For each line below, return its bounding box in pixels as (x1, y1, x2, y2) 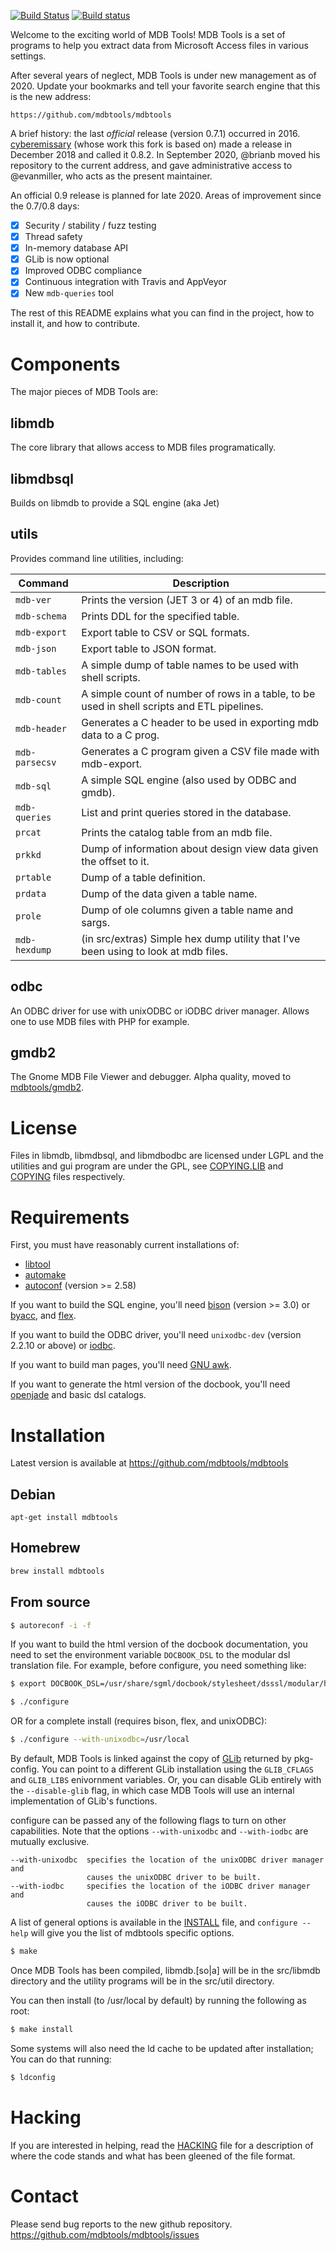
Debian (10, 1486, 56, 1503)
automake (24, 1269, 67, 1281)
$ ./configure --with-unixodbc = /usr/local (10, 1735, 190, 1745)
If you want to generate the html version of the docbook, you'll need (10, 1378, 291, 1390)
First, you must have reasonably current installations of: (10, 1239, 240, 1251)
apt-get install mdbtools (10, 1513, 118, 1523)
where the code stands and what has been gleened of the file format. (10, 2150, 296, 2162)
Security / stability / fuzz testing (24, 220, 157, 231)
